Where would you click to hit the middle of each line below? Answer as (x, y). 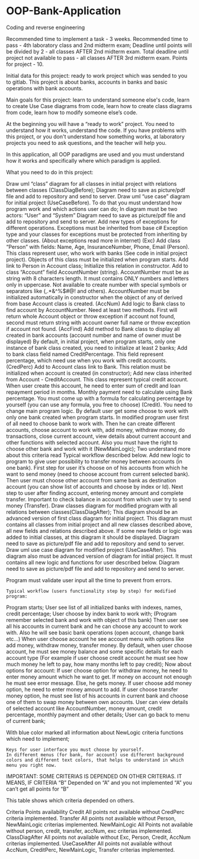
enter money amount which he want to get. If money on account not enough (99, 677)
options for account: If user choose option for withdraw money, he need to (97, 670)
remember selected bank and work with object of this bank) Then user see (97, 620)
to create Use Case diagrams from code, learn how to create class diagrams (99, 106)
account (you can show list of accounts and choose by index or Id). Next (95, 487)
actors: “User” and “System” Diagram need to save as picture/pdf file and (96, 215)
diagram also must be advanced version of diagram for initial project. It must (99, 556)
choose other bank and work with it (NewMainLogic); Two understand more (98, 449)
